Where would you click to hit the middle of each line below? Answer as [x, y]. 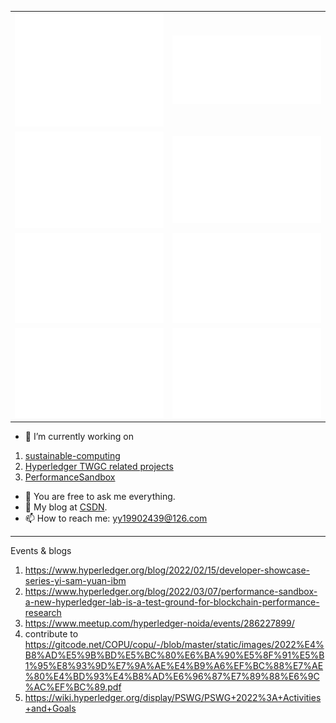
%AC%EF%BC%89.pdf [73, 687]
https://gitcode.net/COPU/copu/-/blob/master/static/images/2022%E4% [174, 645]
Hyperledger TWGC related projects [99, 467]
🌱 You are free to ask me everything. [100, 497]
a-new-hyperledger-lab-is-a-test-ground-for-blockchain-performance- [172, 602]
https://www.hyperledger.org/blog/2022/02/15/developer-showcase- [167, 570]
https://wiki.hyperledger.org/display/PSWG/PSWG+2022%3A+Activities [173, 698]
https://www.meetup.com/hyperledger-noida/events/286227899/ [159, 623]
